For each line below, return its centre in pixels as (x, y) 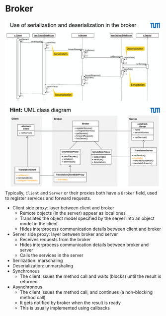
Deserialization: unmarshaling (43, 266)
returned (29, 282)
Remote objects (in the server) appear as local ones (73, 213)
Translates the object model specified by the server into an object (87, 218)
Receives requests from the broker (55, 240)
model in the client (39, 224)
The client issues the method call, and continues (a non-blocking (86, 292)
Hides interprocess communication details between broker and (84, 245)
